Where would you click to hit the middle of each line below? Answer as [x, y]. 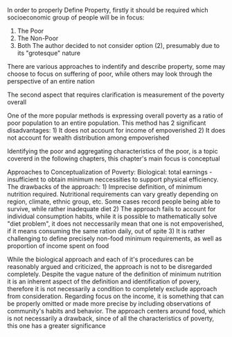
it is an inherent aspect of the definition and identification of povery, [104, 281]
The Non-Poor [38, 38]
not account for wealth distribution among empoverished [88, 138]
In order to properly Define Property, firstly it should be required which [108, 10]
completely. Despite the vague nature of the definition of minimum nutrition [114, 274]
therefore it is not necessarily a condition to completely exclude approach [112, 289]
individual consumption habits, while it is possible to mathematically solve [112, 216]
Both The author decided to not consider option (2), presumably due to [118, 46]
